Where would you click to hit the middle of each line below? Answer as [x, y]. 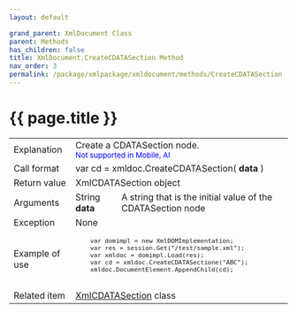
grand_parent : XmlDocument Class [71, 33]
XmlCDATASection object [128, 182]
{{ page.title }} [64, 118]
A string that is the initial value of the [197, 197]
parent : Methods [39, 42]
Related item [40, 295]
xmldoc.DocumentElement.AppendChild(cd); [162, 270]
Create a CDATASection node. [137, 145]
